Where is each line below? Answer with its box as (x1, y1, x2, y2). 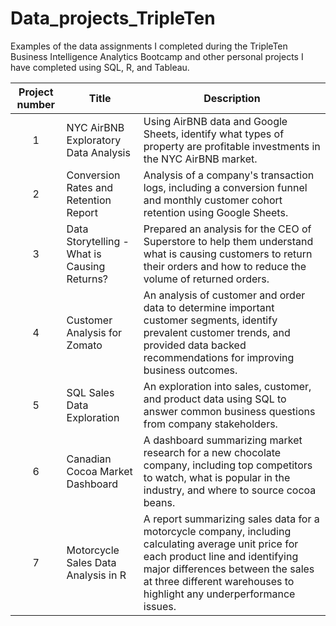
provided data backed (143, 338, 247, 352)
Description (203, 91, 261, 105)
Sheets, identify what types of (143, 127, 285, 141)
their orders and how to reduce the (143, 259, 307, 273)
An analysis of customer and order (143, 288, 306, 302)
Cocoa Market (66, 464, 133, 478)
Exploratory (66, 133, 122, 147)
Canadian (66, 452, 112, 466)
